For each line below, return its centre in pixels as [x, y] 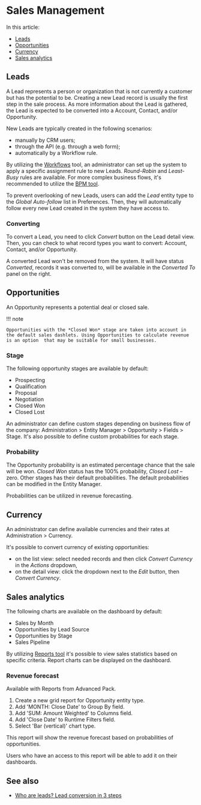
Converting [23, 223]
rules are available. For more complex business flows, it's [91, 177]
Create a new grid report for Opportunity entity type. [80, 700]
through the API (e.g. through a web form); [67, 146]
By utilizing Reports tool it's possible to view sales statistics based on [92, 654]
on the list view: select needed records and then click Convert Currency [104, 559]
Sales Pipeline [32, 642]
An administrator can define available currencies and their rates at [88, 529]
